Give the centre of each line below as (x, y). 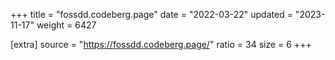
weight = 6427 (66, 25)
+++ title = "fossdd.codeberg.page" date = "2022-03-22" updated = (151, 14)
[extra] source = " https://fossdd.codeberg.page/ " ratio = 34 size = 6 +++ (161, 44)
